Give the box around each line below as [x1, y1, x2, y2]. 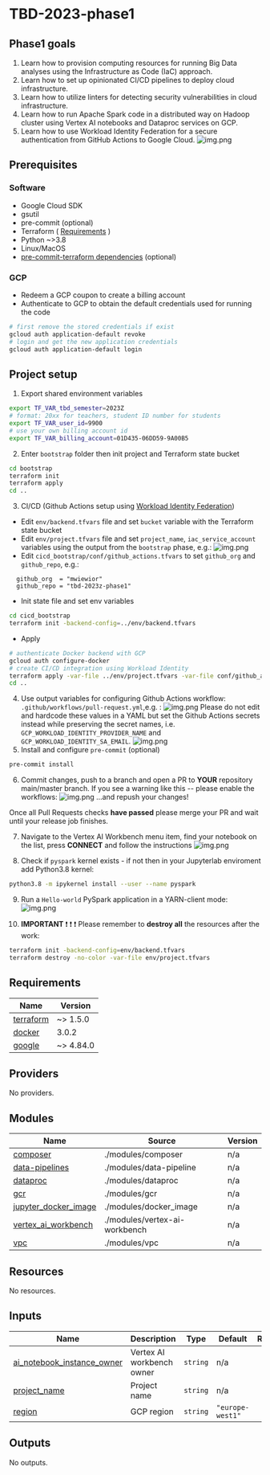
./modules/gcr [103, 1188, 158, 1199]
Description [130, 1333, 176, 1344]
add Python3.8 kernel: [20, 865, 95, 875]
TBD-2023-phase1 [9, 5, 135, 23]
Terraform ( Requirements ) [20, 226, 111, 236]
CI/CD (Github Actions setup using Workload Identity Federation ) [20, 502, 235, 511]
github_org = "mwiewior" [16, 576, 103, 584]
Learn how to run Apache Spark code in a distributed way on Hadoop [20, 109, 251, 119]
